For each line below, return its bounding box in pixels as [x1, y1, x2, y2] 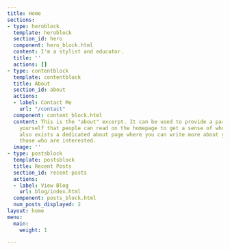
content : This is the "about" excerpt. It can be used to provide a [13, 118, 213, 125]
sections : [7, 16, 36, 23]
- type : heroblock [7, 23, 60, 29]
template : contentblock [13, 73, 81, 81]
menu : [7, 214, 23, 221]
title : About [13, 80, 51, 87]
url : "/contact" [19, 105, 66, 112]
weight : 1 [19, 227, 48, 234]
